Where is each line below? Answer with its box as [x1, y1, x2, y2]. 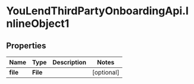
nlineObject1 [6, 17, 70, 30]
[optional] [92, 69, 120, 76]
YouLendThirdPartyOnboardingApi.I [6, 4, 189, 18]
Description [52, 58, 86, 66]
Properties [6, 41, 46, 51]
